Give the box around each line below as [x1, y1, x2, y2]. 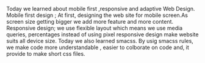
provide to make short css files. [6, 50, 85, 57]
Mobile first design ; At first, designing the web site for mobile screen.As [6, 12, 188, 19]
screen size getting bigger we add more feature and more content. [6, 18, 174, 25]
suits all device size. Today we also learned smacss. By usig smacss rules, [6, 38, 193, 44]
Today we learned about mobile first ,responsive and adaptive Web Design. [6, 5, 195, 12]
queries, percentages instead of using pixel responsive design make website [6, 31, 199, 38]
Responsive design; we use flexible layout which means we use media [6, 24, 183, 31]
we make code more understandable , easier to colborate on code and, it [6, 44, 189, 51]
